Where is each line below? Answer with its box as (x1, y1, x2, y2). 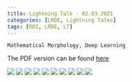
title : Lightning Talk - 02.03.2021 (7, 10, 113, 17)
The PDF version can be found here (7, 54, 109, 63)
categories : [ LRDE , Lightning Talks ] (7, 17, 117, 24)
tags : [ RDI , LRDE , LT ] (7, 23, 73, 30)
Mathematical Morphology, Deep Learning (7, 42, 126, 49)
